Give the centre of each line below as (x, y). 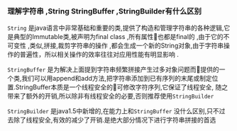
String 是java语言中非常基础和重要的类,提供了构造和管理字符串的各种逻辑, (116, 28)
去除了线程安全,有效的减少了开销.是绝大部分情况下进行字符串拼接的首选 (112, 120)
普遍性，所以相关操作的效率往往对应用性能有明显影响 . (99, 55)
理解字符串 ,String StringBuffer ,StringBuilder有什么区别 (105, 11)
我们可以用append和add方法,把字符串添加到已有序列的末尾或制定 (117, 79)
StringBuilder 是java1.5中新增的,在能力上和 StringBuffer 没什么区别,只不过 (116, 111)
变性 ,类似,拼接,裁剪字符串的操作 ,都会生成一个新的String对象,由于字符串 (118, 46)
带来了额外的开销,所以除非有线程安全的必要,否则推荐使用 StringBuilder (111, 96)
